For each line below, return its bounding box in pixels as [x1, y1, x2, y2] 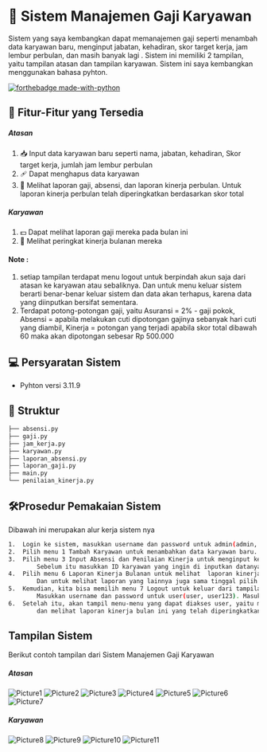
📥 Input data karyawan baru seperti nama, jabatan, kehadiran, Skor [19, 149, 242, 159]
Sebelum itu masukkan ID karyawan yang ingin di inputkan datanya [37, 562, 261, 570]
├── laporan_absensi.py [8, 454, 87, 463]
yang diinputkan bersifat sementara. [19, 298, 139, 307]
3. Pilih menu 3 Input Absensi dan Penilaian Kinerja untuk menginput [8, 555, 250, 563]
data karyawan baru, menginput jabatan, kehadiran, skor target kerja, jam [8, 41, 249, 51]
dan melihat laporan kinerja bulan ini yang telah [37, 607, 208, 615]
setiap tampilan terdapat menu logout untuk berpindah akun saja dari [19, 272, 246, 282]
